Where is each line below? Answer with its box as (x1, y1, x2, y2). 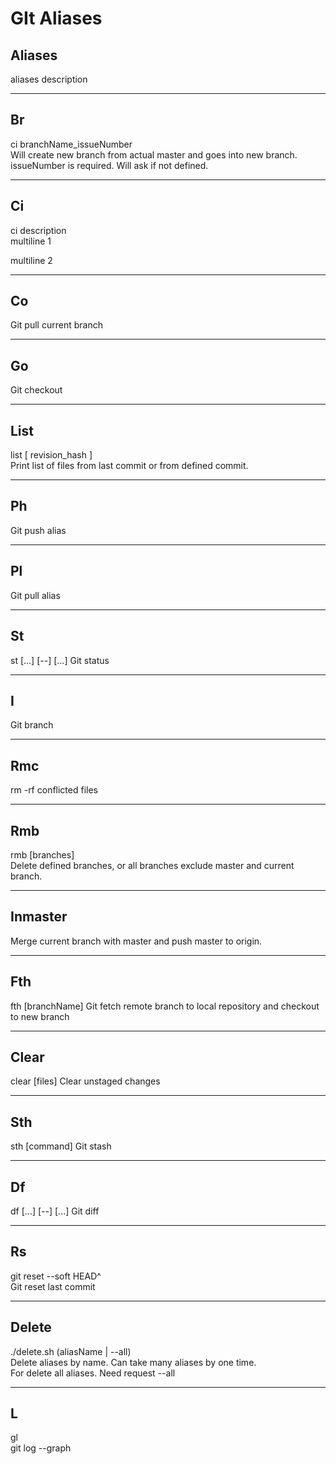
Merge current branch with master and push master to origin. (10, 935, 263, 947)
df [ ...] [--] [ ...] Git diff (10, 1205, 100, 1217)
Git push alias (10, 524, 67, 536)
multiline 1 (10, 235, 52, 247)
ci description (10, 224, 67, 236)
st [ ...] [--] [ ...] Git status (10, 654, 110, 666)
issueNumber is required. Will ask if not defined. (10, 159, 209, 171)
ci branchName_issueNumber (10, 138, 133, 150)
